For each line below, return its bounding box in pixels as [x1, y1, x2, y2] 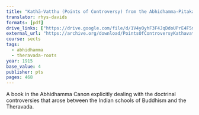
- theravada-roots [11, 52, 57, 58]
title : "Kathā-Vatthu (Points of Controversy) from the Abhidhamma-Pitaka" [6, 8, 197, 15]
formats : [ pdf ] [6, 19, 44, 25]
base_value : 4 [6, 63, 41, 70]
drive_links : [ [6, 25, 44, 31]
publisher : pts [6, 69, 44, 75]
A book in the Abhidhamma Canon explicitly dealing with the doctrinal [6, 91, 176, 98]
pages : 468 [6, 74, 33, 80]
